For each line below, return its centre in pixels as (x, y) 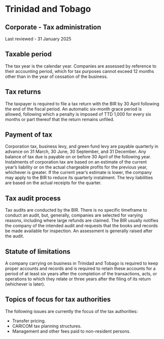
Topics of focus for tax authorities (58, 300)
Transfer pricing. (29, 321)
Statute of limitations (38, 252)
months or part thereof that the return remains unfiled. (60, 119)
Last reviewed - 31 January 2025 (38, 39)
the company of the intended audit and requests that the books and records (82, 226)
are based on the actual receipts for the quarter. (53, 183)
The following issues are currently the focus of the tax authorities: (71, 311)
